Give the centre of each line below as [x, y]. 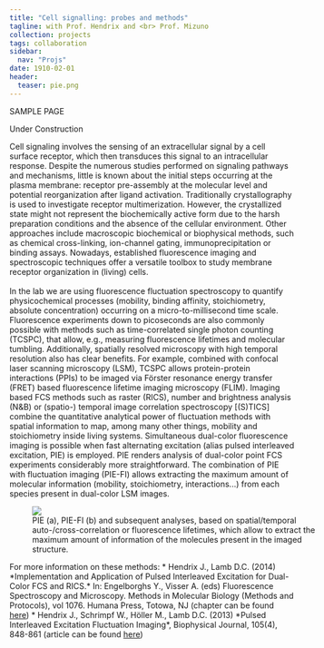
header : [24, 77]
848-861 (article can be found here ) [76, 634]
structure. [50, 549]
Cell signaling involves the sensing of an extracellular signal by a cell [137, 146]
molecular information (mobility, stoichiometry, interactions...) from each [144, 484]
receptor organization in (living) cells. [79, 271]
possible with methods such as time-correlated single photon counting [142, 329]
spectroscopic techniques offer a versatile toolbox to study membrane [141, 262]
